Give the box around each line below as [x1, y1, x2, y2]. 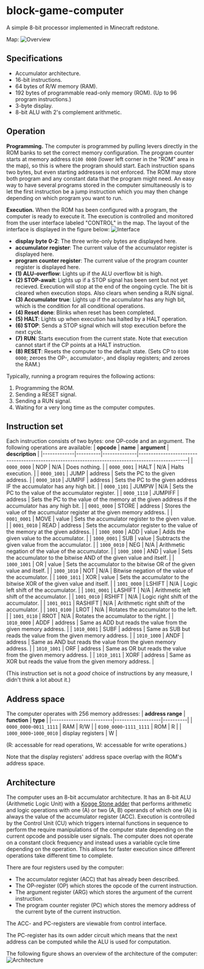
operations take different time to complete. [6, 852, 114, 859]
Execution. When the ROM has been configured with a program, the [6, 206, 178, 214]
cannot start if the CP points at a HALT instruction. [15, 341, 141, 348]
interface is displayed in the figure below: [6, 225, 110, 232]
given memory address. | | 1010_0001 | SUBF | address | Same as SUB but [6, 625, 191, 633]
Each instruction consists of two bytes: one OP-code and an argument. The [6, 438, 195, 445]
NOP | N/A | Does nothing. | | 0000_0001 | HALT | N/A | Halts [35, 463, 185, 470]
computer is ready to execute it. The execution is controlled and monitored [6, 212, 194, 220]
